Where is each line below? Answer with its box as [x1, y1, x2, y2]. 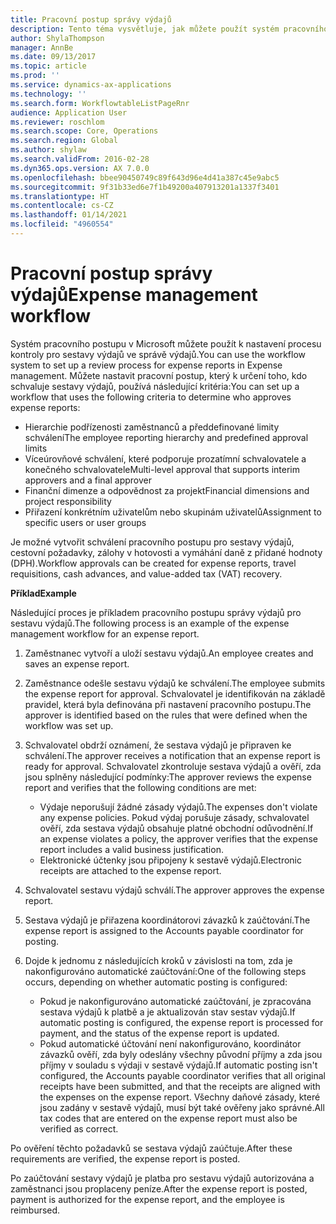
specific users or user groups [24, 516, 147, 528]
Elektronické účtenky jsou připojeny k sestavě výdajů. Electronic [39, 854, 302, 866]
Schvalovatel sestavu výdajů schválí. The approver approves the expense [24, 884, 325, 896]
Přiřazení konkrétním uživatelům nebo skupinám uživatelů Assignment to [24, 506, 322, 518]
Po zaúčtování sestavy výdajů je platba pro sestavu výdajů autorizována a [10, 1172, 315, 1184]
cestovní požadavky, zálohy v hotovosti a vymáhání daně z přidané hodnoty [10, 546, 323, 558]
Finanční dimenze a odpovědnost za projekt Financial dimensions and [24, 484, 310, 496]
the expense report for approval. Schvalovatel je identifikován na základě [24, 687, 326, 700]
